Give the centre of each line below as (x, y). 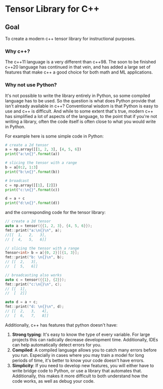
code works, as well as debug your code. (53, 381)
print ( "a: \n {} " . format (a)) (32, 154)
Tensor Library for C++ (52, 9)
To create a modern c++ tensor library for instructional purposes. (70, 39)
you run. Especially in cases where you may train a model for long (78, 355)
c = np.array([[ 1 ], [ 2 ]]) (31, 185)
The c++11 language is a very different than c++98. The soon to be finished (81, 62)
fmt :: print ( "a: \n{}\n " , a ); (34, 230)
